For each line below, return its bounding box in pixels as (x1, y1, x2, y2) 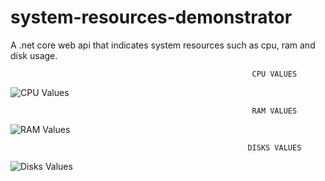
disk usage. (10, 49, 58, 61)
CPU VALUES (251, 69, 298, 79)
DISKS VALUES (247, 142, 302, 153)
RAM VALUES (251, 106, 298, 116)
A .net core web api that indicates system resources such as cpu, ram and (10, 39, 316, 51)
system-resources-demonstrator (10, 6, 293, 29)
